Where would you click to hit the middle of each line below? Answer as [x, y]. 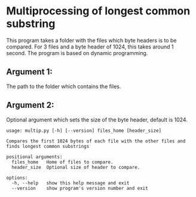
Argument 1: [29, 72]
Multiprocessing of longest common [98, 11]
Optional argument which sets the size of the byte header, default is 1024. [97, 119]
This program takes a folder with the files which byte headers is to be [91, 40]
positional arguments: [34, 157]
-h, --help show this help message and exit [71, 183]
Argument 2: [30, 105]
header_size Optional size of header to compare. [76, 167]
